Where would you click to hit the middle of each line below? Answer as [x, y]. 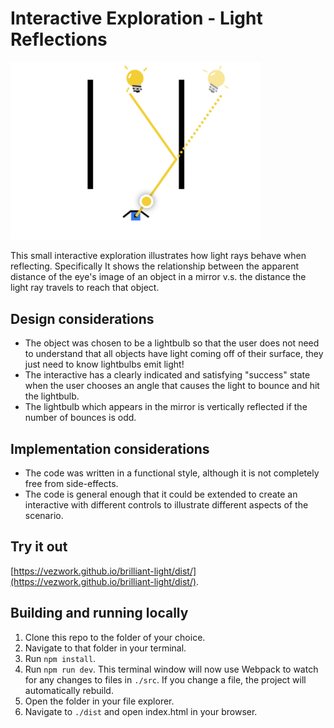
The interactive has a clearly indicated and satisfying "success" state [167, 375]
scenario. [44, 515]
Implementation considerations [110, 448]
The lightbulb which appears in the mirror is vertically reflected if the [166, 407]
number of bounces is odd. [80, 418]
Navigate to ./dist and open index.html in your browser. [141, 711]
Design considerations [82, 318]
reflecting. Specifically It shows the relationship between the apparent [155, 266]
